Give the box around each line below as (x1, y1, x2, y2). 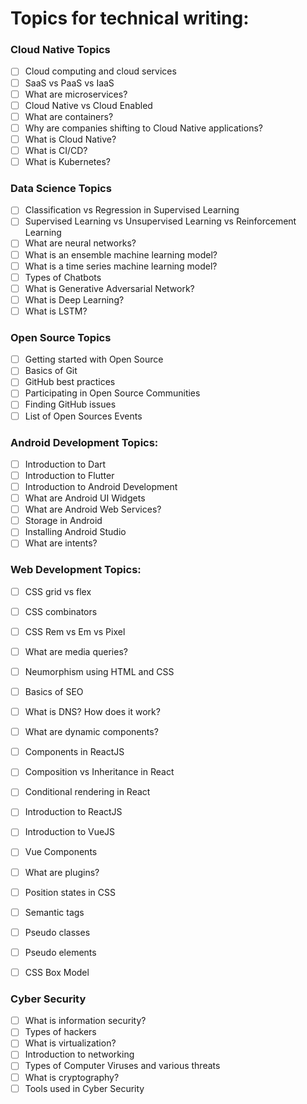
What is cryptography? (24, 1071, 120, 1083)
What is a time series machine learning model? (24, 260, 218, 272)
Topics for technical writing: (10, 7, 250, 30)
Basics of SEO (24, 685, 84, 697)
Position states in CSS (24, 886, 117, 898)
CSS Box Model (24, 966, 90, 978)
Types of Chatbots (24, 271, 102, 283)
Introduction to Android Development (24, 481, 178, 492)
